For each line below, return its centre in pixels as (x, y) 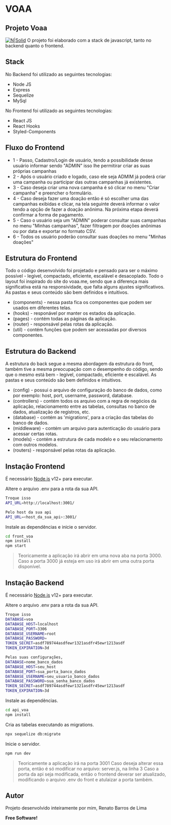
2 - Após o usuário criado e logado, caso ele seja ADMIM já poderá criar (89, 176)
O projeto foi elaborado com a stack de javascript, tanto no (89, 40)
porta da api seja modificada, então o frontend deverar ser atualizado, (92, 774)
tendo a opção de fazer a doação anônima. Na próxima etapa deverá (85, 209)
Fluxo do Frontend (35, 148)
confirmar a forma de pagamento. (49, 214)
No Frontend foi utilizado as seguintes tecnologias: (59, 111)
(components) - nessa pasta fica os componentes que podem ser (82, 302)
